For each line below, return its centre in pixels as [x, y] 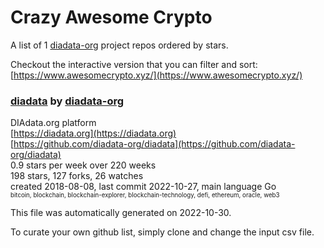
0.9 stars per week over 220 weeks [83, 165]
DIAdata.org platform [53, 123]
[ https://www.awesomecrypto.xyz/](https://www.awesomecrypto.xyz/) [156, 75]
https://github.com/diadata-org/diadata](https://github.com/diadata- [154, 144]
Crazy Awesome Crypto [111, 17]
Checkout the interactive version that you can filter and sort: [134, 64]
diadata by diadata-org [67, 101]
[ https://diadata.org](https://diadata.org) [93, 133]
